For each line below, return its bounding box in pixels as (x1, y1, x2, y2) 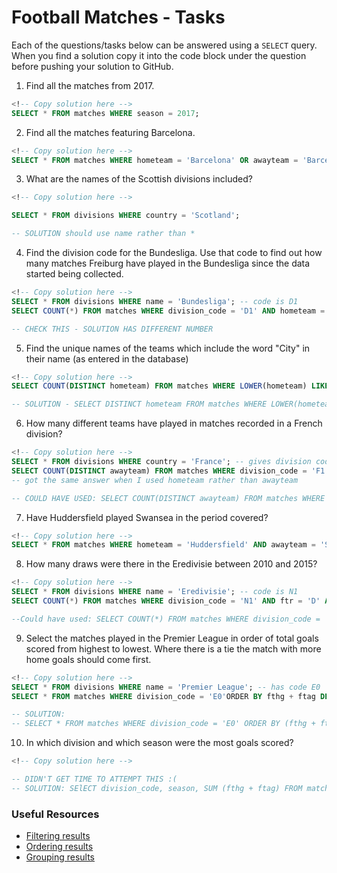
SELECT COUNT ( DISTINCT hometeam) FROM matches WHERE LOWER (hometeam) (11, 381, 308, 391)
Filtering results (25, 830, 91, 842)
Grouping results (25, 851, 96, 863)
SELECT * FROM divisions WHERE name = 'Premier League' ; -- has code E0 (11, 682, 321, 692)
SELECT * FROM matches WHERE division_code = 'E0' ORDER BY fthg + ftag (11, 691, 316, 701)
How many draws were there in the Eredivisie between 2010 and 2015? (25, 558, 318, 570)
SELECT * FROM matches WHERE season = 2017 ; (11, 108, 200, 118)
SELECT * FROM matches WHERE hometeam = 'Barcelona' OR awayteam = (11, 155, 299, 165)
